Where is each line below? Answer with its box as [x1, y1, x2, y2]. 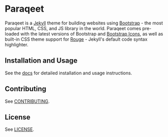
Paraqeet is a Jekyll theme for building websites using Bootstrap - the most [5, 20, 163, 26]
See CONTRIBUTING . [5, 98, 50, 104]
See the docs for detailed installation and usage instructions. [5, 70, 132, 76]
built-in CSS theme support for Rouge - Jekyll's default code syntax [5, 36, 148, 42]
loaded [5, 31, 20, 37]
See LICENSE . [5, 126, 34, 132]
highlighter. [5, 41, 29, 47]
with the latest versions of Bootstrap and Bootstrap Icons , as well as [20, 31, 163, 37]
